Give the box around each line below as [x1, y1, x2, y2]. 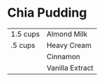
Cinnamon [46, 51, 80, 61]
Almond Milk [46, 29, 88, 39]
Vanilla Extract [46, 63, 94, 72]
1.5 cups [10, 29, 40, 39]
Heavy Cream [46, 40, 92, 50]
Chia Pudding [7, 5, 87, 21]
